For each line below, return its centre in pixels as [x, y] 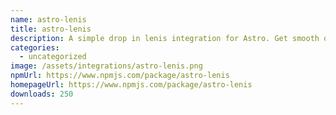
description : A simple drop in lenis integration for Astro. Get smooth [165, 38]
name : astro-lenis [48, 19]
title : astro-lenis [51, 29]
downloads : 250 [42, 94]
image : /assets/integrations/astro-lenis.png [106, 66]
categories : [35, 47]
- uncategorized [53, 57]
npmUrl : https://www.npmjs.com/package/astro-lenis [120, 76]
